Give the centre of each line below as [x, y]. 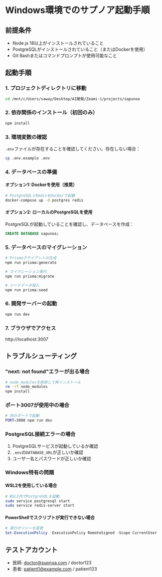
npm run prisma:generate [31, 263]
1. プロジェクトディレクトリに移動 [46, 88]
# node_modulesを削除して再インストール [43, 382]
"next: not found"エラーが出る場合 [47, 372]
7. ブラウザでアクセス [31, 328]
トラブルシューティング [41, 356]
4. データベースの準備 [31, 172]
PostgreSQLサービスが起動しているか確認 [55, 446]
